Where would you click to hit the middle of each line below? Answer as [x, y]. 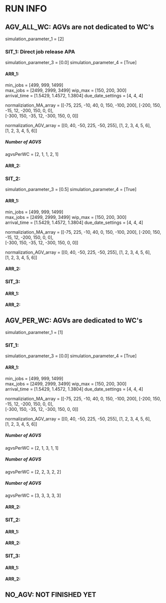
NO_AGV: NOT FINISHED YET [51, 594]
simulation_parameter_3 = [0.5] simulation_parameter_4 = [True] [71, 190]
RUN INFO [26, 9]
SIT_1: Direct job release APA [40, 52]
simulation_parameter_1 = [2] [35, 39]
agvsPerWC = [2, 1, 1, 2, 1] [32, 154]
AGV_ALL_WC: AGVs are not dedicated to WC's [80, 27]
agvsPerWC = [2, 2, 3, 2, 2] [33, 471]
